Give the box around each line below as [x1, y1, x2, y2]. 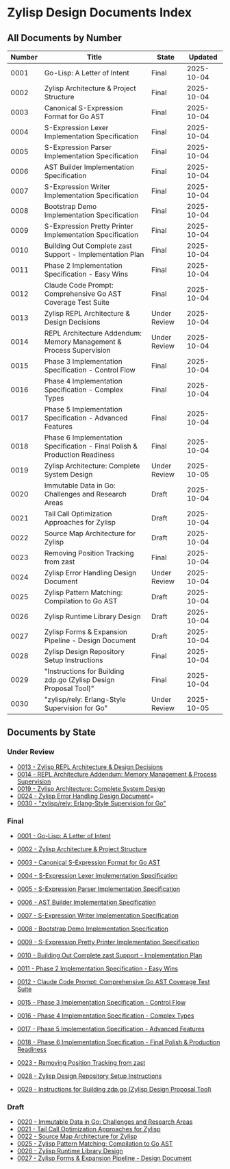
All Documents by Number [7, 32, 122, 44]
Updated [188, 53, 218, 62]
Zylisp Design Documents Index [7, 5, 192, 21]
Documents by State [7, 727, 96, 738]
